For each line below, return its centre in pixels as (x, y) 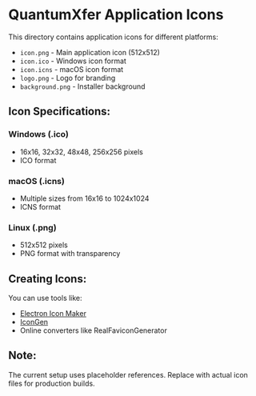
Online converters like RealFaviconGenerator (94, 330)
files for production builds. (52, 383)
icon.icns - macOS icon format (72, 69)
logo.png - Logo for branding (68, 78)
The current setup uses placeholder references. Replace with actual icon (128, 374)
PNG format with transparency (70, 254)
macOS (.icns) (37, 181)
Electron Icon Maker (53, 314)
